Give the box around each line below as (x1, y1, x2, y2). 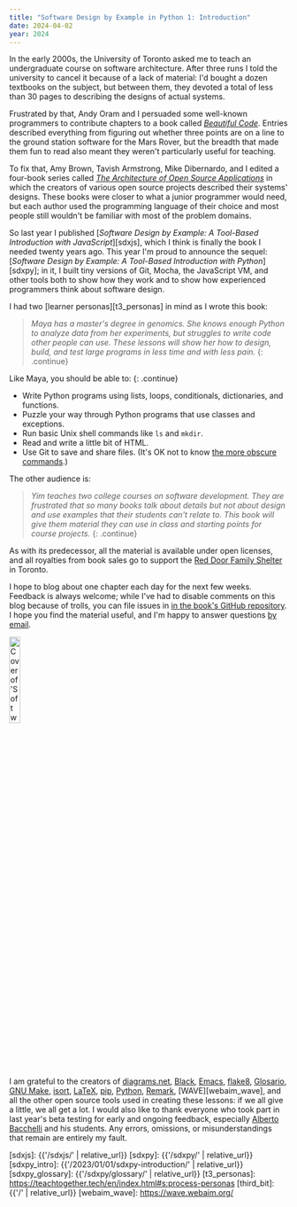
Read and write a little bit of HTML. (21, 438, 148, 448)
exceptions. (21, 418, 65, 430)
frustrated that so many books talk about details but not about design (30, 500, 286, 510)
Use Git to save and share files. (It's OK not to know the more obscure (21, 447, 277, 457)
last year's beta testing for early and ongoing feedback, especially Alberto (9, 1114, 279, 1125)
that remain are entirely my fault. (9, 1133, 128, 1143)
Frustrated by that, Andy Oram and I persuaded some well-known (9, 108, 248, 120)
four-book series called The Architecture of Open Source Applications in (9, 173, 273, 183)
